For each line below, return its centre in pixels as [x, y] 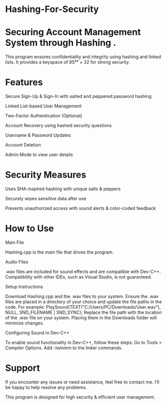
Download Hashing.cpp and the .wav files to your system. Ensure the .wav [82, 296]
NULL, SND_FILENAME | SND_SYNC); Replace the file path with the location [83, 312]
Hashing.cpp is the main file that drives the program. [59, 252]
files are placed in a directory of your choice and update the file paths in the [83, 302]
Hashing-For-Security [52, 9]
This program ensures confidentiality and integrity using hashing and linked [83, 57]
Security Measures [46, 175]
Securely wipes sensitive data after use [46, 198]
